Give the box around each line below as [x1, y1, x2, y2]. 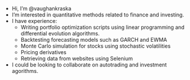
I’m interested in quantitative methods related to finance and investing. [11, 11, 184, 18]
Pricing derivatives [20, 49, 66, 55]
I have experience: [11, 18, 58, 24]
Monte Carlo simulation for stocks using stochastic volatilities [20, 42, 171, 49]
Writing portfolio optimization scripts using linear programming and [20, 24, 185, 31]
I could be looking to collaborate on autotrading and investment [11, 61, 167, 68]
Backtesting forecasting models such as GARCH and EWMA [20, 36, 167, 43]
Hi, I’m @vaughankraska [11, 5, 72, 12]
